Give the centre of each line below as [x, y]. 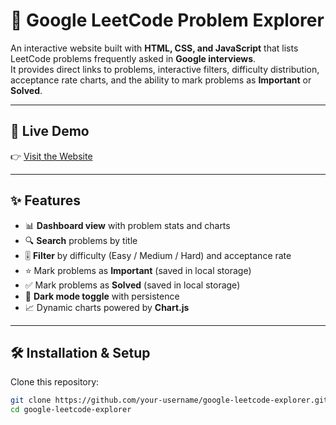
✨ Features [45, 200]
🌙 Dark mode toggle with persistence [102, 296]
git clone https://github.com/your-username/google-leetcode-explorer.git [169, 400]
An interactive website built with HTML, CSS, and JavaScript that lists [154, 48]
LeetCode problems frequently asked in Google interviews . [133, 58]
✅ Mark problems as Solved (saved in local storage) [132, 285]
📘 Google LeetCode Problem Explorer [167, 20]
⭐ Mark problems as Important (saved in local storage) [138, 270]
